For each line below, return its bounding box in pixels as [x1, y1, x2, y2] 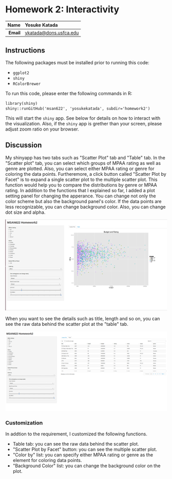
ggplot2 [12, 70, 29, 76]
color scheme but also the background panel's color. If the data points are [5, 198, 162, 204]
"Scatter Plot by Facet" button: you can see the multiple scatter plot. [12, 446, 158, 453]
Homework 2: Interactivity [5, 4, 120, 15]
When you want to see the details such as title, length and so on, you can [5, 315, 160, 322]
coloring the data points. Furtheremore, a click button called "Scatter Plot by [5, 171, 167, 177]
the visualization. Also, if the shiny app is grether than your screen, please [5, 121, 162, 126]
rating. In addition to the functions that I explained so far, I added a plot [5, 187, 155, 193]
